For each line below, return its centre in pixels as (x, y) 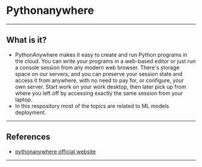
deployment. (30, 112)
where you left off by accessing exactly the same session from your (99, 93)
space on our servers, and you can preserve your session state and (99, 74)
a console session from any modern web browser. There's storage (97, 68)
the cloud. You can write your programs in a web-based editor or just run (105, 61)
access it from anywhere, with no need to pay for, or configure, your (99, 80)
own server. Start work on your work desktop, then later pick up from (100, 87)
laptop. (24, 99)
